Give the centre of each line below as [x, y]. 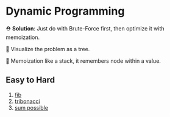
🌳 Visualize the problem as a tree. [48, 49]
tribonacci [27, 101]
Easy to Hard [30, 80]
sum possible [31, 107]
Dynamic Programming [65, 11]
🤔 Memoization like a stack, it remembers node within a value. [83, 61]
